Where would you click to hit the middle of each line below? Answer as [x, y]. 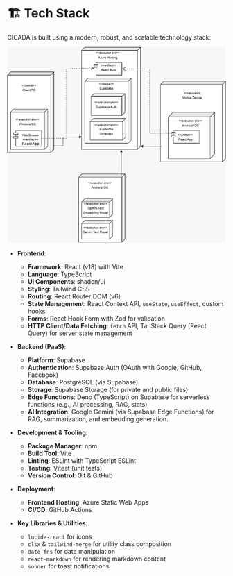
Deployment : [36, 489]
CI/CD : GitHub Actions [60, 510]
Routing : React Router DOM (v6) [74, 296]
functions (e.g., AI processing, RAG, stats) [87, 405]
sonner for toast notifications [68, 566]
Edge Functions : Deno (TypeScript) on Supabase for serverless [119, 397]
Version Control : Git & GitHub [70, 475]
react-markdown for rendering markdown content [97, 559]
